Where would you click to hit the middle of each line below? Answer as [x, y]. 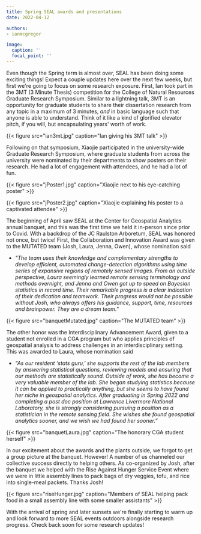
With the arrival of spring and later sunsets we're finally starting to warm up [100, 512]
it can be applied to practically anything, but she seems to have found [102, 388]
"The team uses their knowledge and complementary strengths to [96, 258]
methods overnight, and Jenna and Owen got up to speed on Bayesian [103, 283]
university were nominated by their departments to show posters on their [96, 160]
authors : [17, 28]
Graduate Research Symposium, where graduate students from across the [98, 153]
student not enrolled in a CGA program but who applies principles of [91, 339]
